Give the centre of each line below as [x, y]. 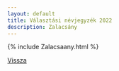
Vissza [17, 60]
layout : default [31, 14]
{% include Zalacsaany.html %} [53, 47]
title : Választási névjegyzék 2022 [60, 20]
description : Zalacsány [42, 27]
